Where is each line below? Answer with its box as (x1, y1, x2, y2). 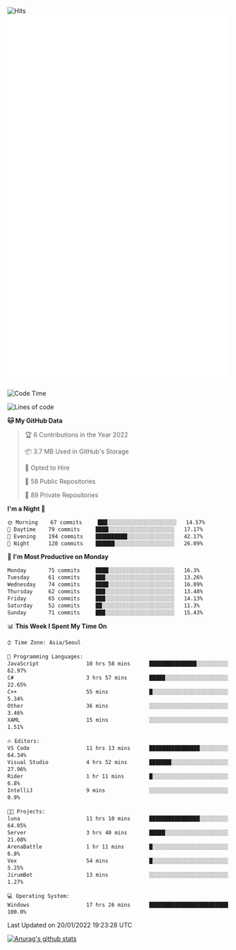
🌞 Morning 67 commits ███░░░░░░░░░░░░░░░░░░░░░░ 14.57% (7, 519, 206, 526)
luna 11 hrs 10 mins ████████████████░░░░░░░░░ (7, 815, 229, 823)
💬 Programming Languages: (7, 654, 83, 661)
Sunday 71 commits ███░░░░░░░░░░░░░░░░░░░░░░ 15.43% (7, 609, 203, 616)
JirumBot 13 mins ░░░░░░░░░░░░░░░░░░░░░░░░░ (7, 872, 229, 879)
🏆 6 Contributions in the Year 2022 (24, 430, 128, 439)
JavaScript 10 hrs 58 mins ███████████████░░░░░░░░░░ (7, 661, 229, 668)
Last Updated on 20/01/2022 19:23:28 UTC (7, 921, 132, 930)
